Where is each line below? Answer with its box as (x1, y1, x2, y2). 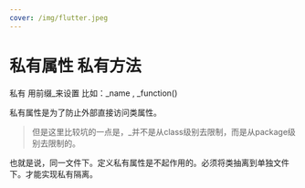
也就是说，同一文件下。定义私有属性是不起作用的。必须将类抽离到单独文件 (9, 157, 289, 168)
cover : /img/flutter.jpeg (9, 13, 108, 23)
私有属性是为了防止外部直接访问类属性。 (9, 107, 162, 118)
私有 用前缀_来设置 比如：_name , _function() (9, 88, 178, 99)
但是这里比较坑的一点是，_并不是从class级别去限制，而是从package (31, 126, 289, 137)
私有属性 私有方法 (9, 56, 142, 76)
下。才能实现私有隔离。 (9, 168, 98, 179)
